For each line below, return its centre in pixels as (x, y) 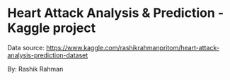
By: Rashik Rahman (35, 69)
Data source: (26, 47)
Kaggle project (52, 28)
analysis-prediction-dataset (48, 55)
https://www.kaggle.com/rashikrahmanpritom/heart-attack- (132, 47)
